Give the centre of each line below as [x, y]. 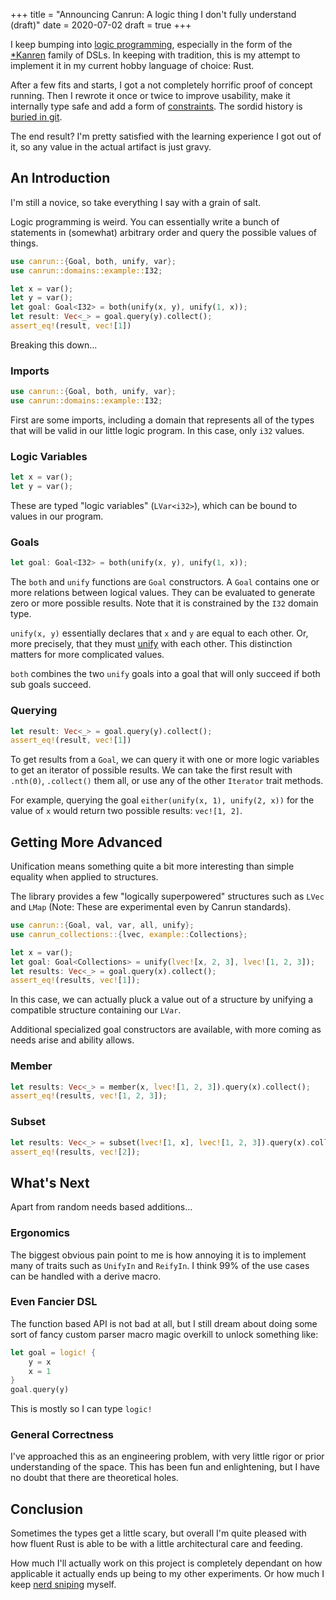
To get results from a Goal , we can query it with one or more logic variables [165, 760]
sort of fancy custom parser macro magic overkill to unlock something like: [164, 1334]
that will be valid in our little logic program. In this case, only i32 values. [157, 430]
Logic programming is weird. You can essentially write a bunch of [145, 221]
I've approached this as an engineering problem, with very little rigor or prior [167, 1456]
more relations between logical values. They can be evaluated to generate [163, 593]
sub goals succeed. [51, 685]
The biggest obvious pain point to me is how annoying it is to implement [158, 1255]
